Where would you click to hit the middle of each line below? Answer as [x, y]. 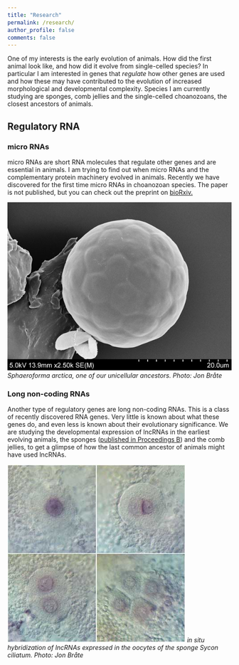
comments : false [31, 38]
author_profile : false [41, 30]
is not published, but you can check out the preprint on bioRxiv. [100, 192]
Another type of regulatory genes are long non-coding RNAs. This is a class [118, 410]
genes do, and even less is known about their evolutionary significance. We [118, 425]
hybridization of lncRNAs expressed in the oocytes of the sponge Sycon [113, 648]
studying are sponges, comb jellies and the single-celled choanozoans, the [117, 97]
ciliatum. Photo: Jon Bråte [46, 655]
